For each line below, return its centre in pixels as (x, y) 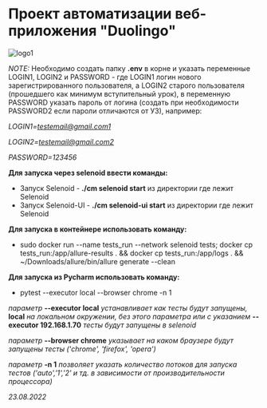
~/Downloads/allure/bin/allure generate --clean (97, 261)
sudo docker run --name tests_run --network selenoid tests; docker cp (136, 244)
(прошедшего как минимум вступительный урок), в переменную (120, 93)
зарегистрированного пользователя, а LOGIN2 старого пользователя (126, 85)
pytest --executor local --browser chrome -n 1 (96, 292)
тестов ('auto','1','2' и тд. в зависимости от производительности (117, 373)
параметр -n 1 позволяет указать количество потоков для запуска (123, 364)
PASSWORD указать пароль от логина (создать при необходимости (124, 102)
